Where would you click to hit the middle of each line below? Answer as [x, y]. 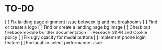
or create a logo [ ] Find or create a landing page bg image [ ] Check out [78, 27]
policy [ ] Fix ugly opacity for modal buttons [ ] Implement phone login [75, 37]
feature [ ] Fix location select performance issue [54, 42]
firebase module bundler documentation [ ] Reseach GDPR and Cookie [76, 32]
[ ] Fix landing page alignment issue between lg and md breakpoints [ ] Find [81, 22]
